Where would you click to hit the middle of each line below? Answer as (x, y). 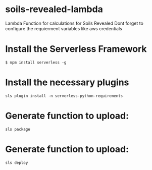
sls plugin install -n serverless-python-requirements (64, 96)
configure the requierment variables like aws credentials (64, 28)
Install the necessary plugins (67, 82)
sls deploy (17, 162)
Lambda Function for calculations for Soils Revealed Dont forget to (74, 23)
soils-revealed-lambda (54, 9)
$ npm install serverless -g (36, 62)
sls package (18, 129)
